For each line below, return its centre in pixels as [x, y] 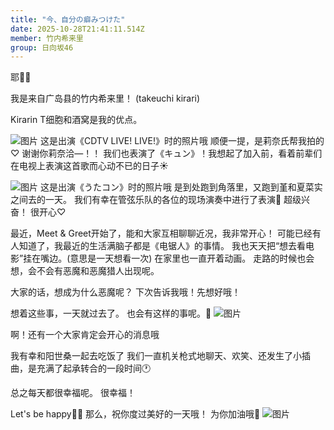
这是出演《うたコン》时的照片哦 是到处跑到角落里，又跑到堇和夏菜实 [181, 187]
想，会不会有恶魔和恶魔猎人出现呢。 [85, 271]
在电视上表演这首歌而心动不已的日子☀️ [89, 166]
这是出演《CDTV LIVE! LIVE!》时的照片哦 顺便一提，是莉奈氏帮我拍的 [182, 141]
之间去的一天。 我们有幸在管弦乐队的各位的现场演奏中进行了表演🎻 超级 [156, 200]
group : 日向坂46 [42, 47]
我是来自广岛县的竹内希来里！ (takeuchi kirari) [105, 98]
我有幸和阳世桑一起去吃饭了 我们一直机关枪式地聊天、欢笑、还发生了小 [156, 356]
